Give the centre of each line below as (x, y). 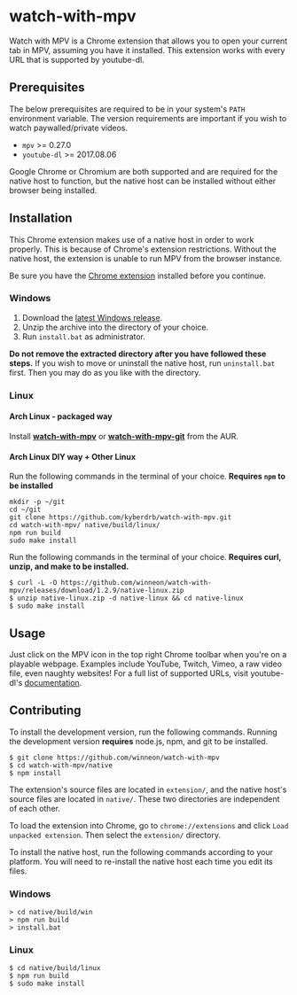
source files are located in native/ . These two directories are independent (145, 798)
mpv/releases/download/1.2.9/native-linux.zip (97, 591)
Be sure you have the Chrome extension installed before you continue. (137, 276)
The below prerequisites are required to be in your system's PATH (127, 109)
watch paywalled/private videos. (69, 128)
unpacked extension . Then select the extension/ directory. (115, 835)
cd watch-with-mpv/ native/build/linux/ (85, 525)
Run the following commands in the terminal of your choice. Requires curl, (145, 557)
